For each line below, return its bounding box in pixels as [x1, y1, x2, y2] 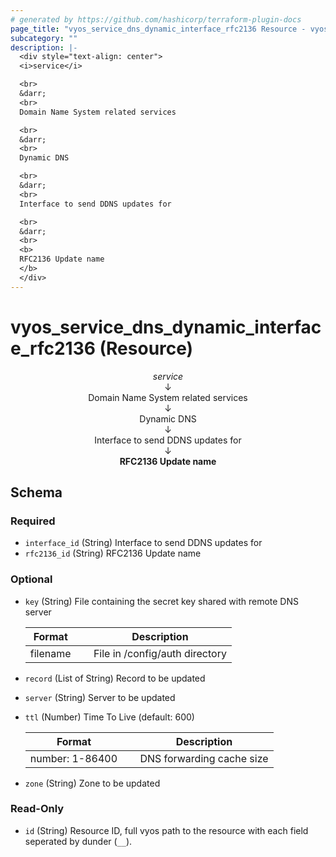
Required [10, 514, 56, 528]
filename [29, 646, 72, 660]
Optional [10, 572, 53, 586]
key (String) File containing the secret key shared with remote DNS [24, 595, 299, 607]
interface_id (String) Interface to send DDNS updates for [24, 537, 263, 549]
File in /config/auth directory [93, 646, 227, 660]
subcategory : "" [10, 33, 78, 43]
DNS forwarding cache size [139, 751, 269, 765]
